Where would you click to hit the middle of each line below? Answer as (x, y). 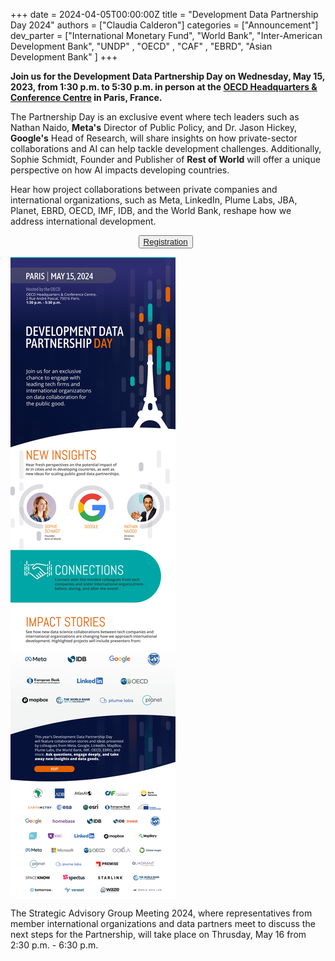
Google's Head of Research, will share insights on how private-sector (154, 138)
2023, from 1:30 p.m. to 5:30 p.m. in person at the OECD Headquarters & (164, 87)
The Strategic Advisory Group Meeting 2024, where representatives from (161, 913)
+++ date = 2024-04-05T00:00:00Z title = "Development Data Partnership (164, 14)
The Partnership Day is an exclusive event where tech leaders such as (155, 117)
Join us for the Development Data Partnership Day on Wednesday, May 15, (168, 76)
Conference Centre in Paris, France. (86, 97)
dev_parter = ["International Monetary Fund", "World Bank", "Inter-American (166, 35)
